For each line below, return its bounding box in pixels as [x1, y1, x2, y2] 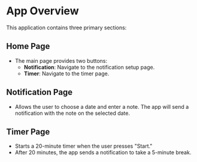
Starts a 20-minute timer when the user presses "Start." [14, 142, 153, 150]
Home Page [6, 41, 50, 51]
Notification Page [6, 87, 73, 97]
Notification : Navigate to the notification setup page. [23, 63, 155, 71]
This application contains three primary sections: [6, 24, 127, 31]
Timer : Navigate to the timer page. [23, 70, 110, 77]
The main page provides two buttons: [14, 57, 108, 64]
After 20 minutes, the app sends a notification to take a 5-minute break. [14, 149, 192, 156]
